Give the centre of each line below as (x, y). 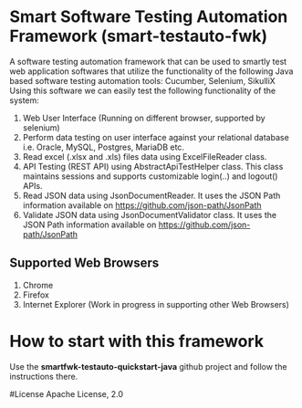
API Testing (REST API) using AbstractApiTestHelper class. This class (153, 166)
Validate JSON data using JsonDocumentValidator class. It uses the (149, 214)
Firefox (36, 295)
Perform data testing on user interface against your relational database (156, 137)
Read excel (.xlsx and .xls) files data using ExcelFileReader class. (145, 156)
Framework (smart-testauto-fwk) (139, 36)
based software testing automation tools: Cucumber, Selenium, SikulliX (142, 80)
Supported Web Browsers (84, 263)
